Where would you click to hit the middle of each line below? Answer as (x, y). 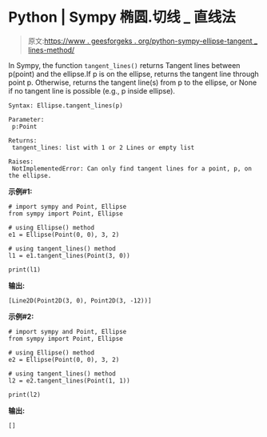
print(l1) (25, 270)
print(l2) (25, 395)
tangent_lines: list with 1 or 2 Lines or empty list (103, 147)
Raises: (21, 162)
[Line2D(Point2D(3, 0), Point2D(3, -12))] (80, 301)
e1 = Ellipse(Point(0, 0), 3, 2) (64, 235)
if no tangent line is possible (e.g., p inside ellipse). (92, 90)
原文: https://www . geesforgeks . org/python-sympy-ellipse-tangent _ (143, 41)
